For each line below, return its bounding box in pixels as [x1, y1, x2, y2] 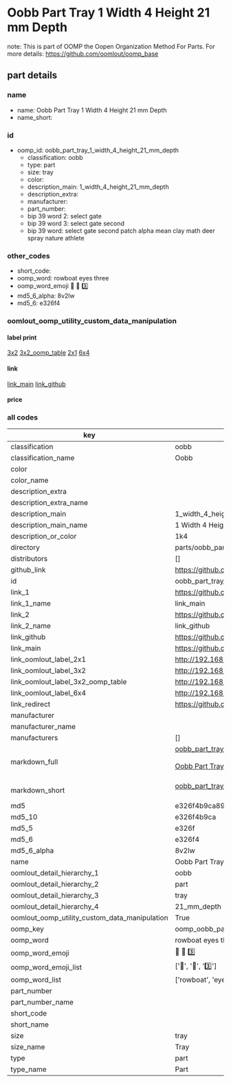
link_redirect [10, 699, 51, 709]
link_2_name [10, 621, 52, 631]
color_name [10, 475, 49, 485]
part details [7, 70, 58, 81]
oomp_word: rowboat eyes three [16, 274, 109, 282]
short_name [10, 1020, 49, 1029]
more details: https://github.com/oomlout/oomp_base [7, 50, 159, 58]
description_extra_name [10, 498, 88, 508]
